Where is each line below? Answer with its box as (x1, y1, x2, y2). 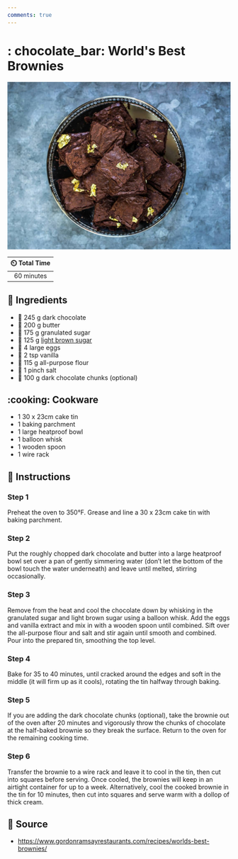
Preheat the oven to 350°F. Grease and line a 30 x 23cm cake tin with (7, 508, 210, 517)
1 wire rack (17, 450, 50, 459)
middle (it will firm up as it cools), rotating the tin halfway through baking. (7, 678, 221, 686)
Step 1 (7, 492, 29, 502)
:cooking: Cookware (7, 394, 99, 406)
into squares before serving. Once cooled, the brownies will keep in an (7, 775, 214, 783)
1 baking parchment (17, 420, 76, 429)
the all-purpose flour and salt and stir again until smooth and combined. (7, 628, 217, 637)
